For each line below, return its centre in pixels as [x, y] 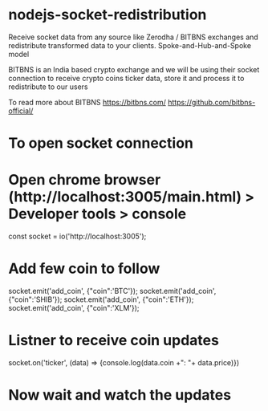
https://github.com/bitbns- [211, 102]
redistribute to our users [48, 87]
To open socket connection [101, 143]
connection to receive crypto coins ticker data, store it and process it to [126, 78]
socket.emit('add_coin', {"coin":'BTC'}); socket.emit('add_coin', [112, 291]
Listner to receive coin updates [114, 341]
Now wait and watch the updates [120, 395]
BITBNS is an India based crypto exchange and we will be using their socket [134, 69]
